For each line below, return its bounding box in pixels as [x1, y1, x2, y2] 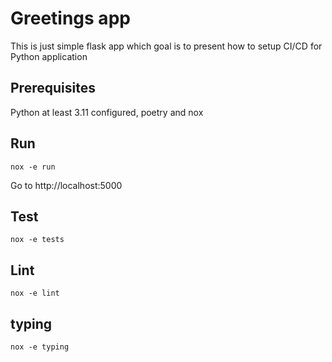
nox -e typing [10, 342, 70, 352]
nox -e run [10, 162, 56, 172]
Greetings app [10, 7, 131, 30]
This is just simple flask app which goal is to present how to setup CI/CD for [10, 40, 323, 52]
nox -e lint [10, 288, 60, 299]
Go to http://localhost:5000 [10, 179, 123, 191]
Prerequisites [10, 80, 96, 97]
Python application [10, 50, 88, 62]
